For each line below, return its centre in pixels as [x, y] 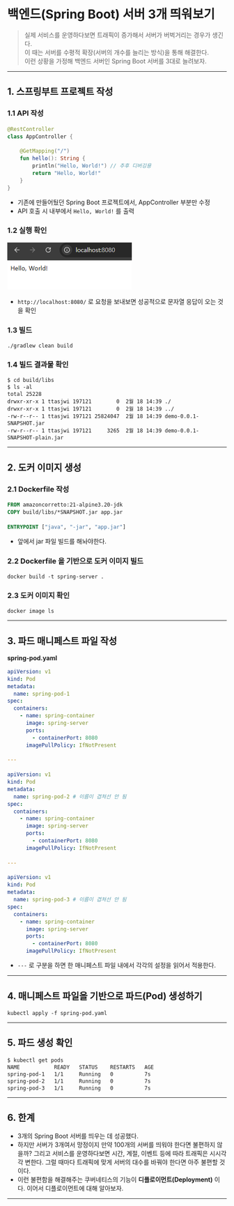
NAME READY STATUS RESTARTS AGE [81, 1067]
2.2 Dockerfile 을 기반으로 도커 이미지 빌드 [76, 560]
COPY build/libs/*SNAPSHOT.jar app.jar [65, 512]
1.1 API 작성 [25, 114]
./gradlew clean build [40, 346]
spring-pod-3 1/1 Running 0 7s [79, 1088]
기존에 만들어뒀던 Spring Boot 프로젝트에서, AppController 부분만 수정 [114, 202]
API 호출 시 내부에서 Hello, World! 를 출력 [76, 211]
